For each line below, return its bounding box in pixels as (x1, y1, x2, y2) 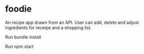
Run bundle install (5, 34, 42, 40)
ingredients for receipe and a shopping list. (5, 24, 92, 30)
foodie (5, 3, 32, 15)
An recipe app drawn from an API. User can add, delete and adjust (5, 19, 139, 25)
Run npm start (5, 43, 34, 49)
